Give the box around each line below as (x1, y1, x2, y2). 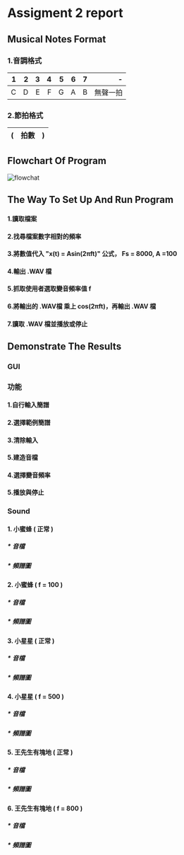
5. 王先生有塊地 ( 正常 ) (7, 748, 73, 757)
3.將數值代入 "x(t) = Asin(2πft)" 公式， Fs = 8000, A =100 (7, 250, 178, 258)
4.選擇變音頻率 (7, 470, 51, 479)
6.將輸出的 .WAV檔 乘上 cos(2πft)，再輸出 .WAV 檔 (7, 302, 157, 310)
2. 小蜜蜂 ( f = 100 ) (7, 581, 63, 589)
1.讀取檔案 (7, 214, 37, 223)
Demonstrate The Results (7, 340, 122, 352)
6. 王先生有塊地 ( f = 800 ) (7, 804, 83, 813)
